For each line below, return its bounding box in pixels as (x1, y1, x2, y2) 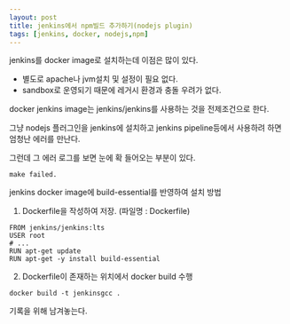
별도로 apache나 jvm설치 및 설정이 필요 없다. (21, 74, 179, 84)
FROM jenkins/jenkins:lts (9, 224, 105, 233)
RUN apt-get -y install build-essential (9, 255, 161, 264)
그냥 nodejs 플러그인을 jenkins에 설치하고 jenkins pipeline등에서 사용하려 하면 (9, 122, 282, 133)
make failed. (9, 170, 58, 179)
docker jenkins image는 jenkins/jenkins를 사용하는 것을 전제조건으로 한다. (9, 104, 270, 115)
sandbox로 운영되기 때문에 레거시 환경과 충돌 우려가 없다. (21, 85, 222, 96)
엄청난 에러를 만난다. (9, 134, 81, 145)
